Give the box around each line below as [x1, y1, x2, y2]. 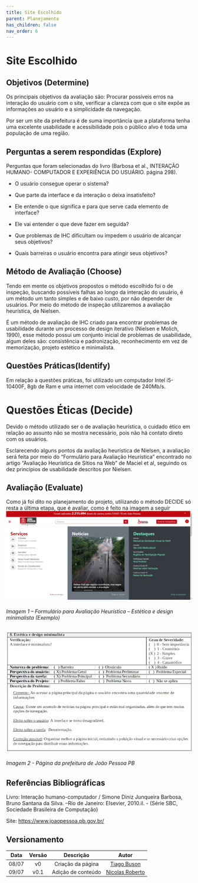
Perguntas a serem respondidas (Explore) [6, 147, 162, 157]
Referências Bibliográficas [6, 778, 105, 788]
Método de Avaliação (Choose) [6, 267, 122, 277]
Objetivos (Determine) [6, 77, 90, 88]
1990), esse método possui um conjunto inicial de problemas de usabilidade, [6, 331, 192, 338]
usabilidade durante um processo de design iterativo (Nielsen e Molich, [6, 325, 179, 332]
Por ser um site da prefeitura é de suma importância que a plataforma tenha [6, 117, 190, 124]
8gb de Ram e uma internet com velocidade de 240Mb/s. [27, 383, 166, 390]
